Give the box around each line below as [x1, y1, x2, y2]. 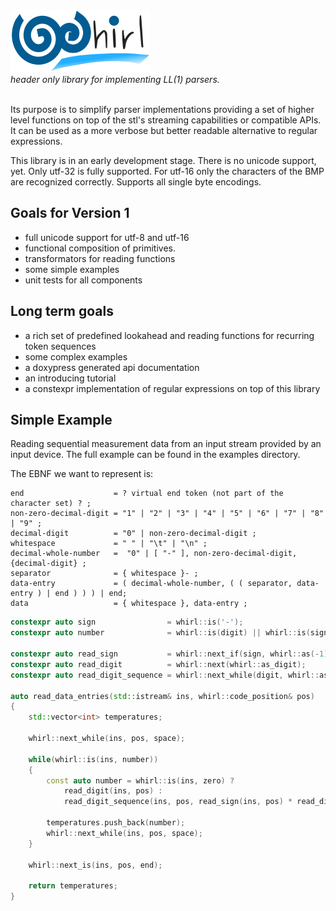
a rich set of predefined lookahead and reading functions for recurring [24, 329, 315, 341]
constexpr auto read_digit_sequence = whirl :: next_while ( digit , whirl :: [10, 670, 320, 680]
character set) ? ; [10, 499, 92, 509]
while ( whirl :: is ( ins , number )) [28, 754, 159, 764]
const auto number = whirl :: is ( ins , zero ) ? [46, 775, 235, 786]
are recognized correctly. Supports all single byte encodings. [10, 176, 262, 188]
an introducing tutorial [24, 372, 117, 384]
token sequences [24, 340, 97, 352]
